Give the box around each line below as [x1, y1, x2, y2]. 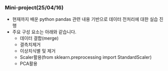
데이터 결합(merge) [19, 35, 59, 42]
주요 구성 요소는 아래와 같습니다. [12, 29, 77, 35]
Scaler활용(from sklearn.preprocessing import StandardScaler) [19, 54, 152, 60]
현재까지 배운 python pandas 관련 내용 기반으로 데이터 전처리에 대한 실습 [12, 16, 158, 22]
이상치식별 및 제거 [19, 48, 56, 54]
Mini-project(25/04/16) [5, 4, 64, 11]
